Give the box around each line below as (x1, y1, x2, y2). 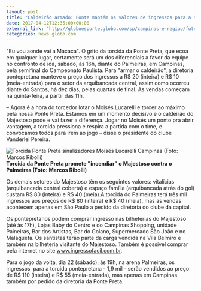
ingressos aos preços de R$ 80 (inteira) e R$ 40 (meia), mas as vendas (6, 197, 182, 205)
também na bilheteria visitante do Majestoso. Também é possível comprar (6, 241, 188, 248)
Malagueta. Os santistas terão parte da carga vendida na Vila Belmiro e (6, 235, 181, 242)
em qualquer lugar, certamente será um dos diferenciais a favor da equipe (6, 54, 189, 61)
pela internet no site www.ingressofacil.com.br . (6, 247, 123, 254)
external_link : (6, 25, 44, 32)
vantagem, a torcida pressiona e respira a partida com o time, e (6, 123, 163, 130)
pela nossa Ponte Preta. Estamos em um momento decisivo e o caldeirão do (6, 110, 194, 118)
